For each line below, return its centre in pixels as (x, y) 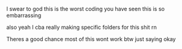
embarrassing (24, 15)
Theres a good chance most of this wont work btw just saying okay (91, 39)
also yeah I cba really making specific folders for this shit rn (82, 27)
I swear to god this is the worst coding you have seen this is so (85, 9)
